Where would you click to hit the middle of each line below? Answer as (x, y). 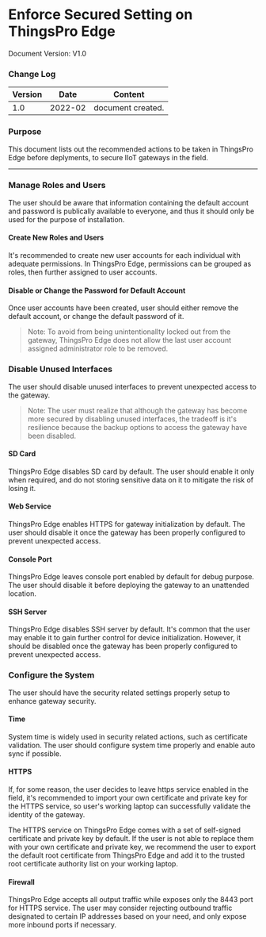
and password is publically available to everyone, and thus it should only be (131, 211)
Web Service (30, 506)
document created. (129, 108)
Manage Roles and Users (57, 186)
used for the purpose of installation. (66, 219)
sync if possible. (35, 753)
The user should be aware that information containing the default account (129, 202)
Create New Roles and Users (56, 238)
